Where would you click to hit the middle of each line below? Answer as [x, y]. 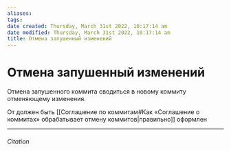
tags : [15, 20]
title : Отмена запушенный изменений [59, 39]
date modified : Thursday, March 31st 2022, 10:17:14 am [89, 32]
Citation [18, 141]
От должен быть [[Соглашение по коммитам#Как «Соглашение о [103, 112]
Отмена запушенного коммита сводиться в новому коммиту [97, 92]
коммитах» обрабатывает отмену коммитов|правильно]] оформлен [107, 120]
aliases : [20, 13]
